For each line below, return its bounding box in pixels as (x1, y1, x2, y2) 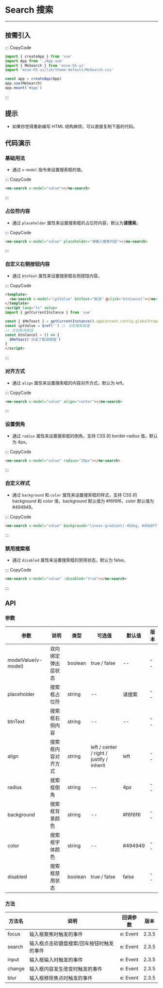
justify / (90, 756, 108, 763)
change (7, 965, 25, 972)
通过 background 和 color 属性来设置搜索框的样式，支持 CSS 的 (12, 492, 137, 498)
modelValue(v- (7, 656, 43, 663)
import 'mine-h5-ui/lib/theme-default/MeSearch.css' (5, 68, 114, 73)
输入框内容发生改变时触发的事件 (29, 965, 103, 972)
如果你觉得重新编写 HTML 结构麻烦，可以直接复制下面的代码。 (12, 123, 137, 129)
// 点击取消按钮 (5, 328, 33, 333)
